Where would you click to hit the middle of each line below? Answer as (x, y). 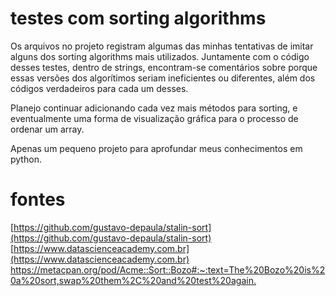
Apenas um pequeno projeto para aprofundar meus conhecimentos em (156, 148)
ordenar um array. (47, 129)
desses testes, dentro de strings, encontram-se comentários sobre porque (164, 67)
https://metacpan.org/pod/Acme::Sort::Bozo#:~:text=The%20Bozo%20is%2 (168, 269)
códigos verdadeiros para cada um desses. (99, 88)
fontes (38, 199)
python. (26, 159)
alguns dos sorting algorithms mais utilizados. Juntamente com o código (160, 56)
